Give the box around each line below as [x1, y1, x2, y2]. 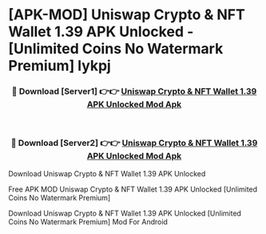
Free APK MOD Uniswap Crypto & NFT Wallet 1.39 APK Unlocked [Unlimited [8, 184, 258, 194]
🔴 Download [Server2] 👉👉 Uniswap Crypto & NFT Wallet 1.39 [10, 138, 258, 149]
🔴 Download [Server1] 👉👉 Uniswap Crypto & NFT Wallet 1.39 [11, 86, 257, 97]
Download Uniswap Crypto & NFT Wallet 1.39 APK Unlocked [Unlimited [8, 208, 242, 218]
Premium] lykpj [8, 57, 112, 75]
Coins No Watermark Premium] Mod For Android [8, 216, 168, 226]
